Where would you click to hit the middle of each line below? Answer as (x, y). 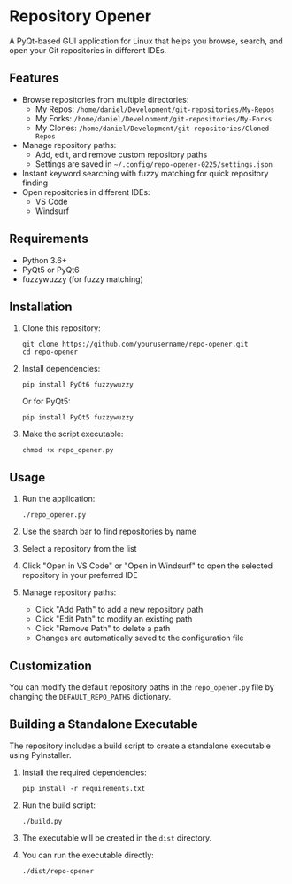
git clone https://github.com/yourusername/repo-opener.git (135, 344)
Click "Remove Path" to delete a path (103, 629)
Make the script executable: (73, 434)
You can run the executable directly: (88, 855)
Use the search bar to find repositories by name (109, 532)
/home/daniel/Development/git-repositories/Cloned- (176, 129)
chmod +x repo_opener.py (68, 450)
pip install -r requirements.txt (84, 788)
